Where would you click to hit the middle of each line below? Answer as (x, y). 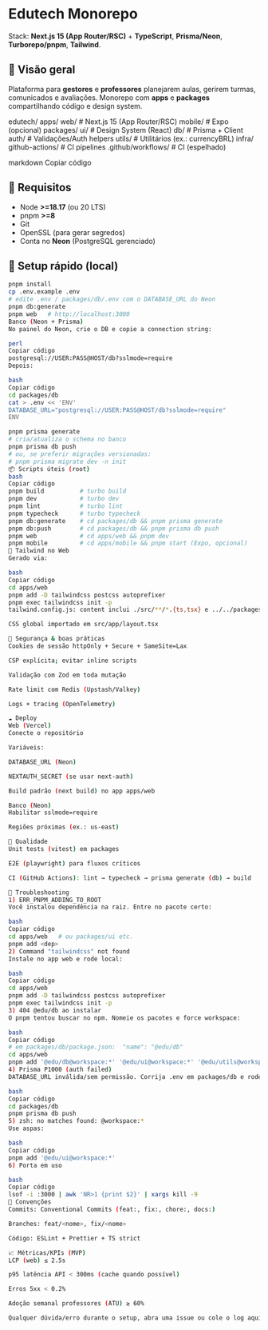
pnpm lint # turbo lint (66, 506)
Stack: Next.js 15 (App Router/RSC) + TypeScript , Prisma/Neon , (116, 36)
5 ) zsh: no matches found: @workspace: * (77, 1121)
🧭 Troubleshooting (39, 893)
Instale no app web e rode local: (66, 959)
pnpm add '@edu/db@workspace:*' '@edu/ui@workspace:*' (101, 1062)
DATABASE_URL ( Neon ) (43, 762)
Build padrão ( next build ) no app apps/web (82, 791)
